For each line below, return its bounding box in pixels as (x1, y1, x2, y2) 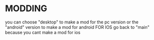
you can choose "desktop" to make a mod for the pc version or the (5, 19, 138, 25)
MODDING (5, 3, 48, 14)
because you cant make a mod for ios (5, 29, 81, 35)
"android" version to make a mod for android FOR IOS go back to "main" (5, 24, 150, 30)
